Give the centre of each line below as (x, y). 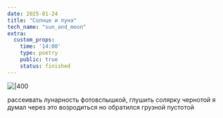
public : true (39, 60)
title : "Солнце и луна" (42, 20)
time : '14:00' (40, 46)
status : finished (45, 66)
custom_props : (34, 40)
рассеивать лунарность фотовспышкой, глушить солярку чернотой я (111, 100)
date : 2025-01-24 (33, 14)
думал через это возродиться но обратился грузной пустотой (101, 107)
